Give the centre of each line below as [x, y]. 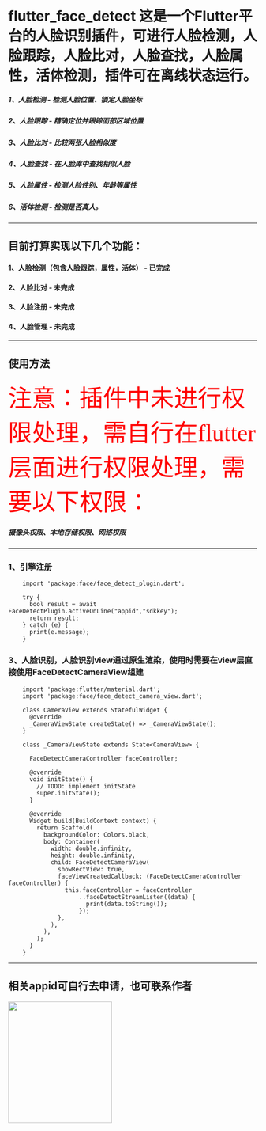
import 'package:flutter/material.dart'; [91, 689]
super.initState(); [69, 793]
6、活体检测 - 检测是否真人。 [55, 207]
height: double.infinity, [93, 856]
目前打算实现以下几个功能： [76, 246]
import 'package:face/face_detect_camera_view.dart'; [112, 696]
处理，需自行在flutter [144, 433]
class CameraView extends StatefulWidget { [95, 710]
